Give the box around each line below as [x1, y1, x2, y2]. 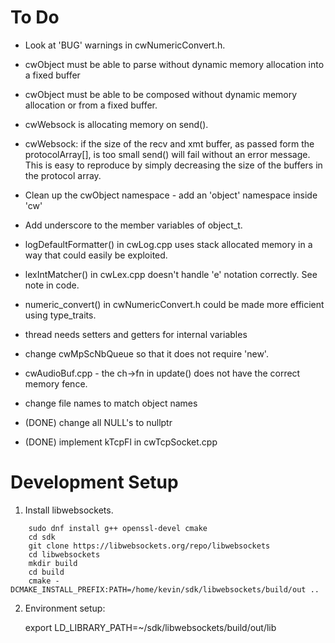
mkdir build [28, 558, 78, 568]
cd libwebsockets [28, 549, 101, 560]
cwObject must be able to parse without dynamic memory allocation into [24, 58, 325, 70]
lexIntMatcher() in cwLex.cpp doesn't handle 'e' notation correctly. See [24, 268, 318, 280]
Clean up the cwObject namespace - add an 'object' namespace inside [24, 189, 318, 201]
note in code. [24, 279, 80, 291]
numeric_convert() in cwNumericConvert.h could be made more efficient [24, 298, 325, 310]
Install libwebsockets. [24, 504, 114, 516]
